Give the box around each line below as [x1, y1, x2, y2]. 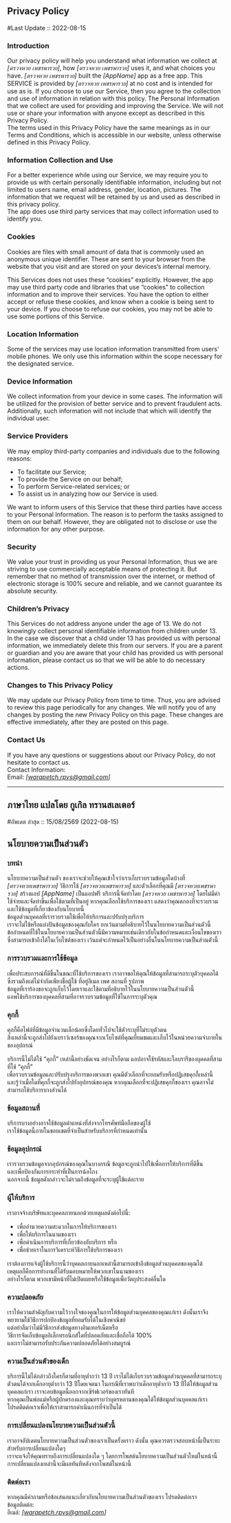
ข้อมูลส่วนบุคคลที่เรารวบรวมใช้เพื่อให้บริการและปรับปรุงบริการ [7, 912, 144, 921]
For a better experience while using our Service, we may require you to [7, 171, 208, 179]
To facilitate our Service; [16, 468, 87, 476]
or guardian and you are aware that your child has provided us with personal [7, 649, 223, 657]
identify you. [7, 215, 43, 223]
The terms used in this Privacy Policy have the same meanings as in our [7, 124, 211, 132]
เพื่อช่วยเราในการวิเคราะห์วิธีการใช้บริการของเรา [16, 1245, 123, 1253]
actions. [7, 664, 30, 672]
